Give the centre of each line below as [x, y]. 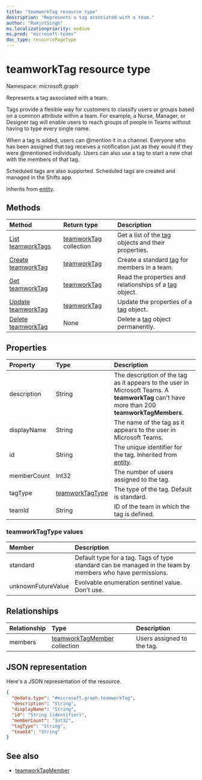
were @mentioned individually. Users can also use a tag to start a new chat [99, 153]
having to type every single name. [48, 128]
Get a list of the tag [144, 235]
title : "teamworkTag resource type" [52, 12]
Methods [23, 208]
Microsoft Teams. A [142, 390]
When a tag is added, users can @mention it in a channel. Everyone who [96, 140]
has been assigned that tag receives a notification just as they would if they [100, 146]
